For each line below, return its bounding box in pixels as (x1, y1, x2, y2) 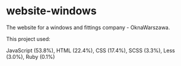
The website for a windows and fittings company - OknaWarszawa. (6, 24, 170, 31)
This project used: (6, 35, 50, 42)
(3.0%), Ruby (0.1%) (6, 53, 55, 60)
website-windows (6, 4, 97, 18)
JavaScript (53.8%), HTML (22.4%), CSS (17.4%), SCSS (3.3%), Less (6, 46, 175, 54)
